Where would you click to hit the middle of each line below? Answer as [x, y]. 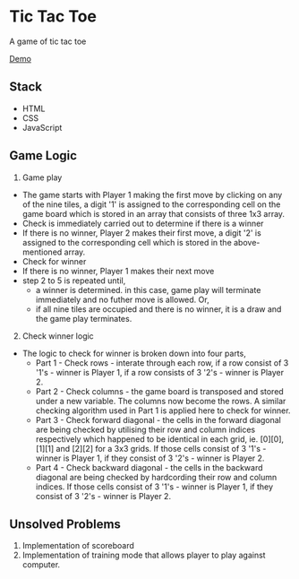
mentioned [42, 252]
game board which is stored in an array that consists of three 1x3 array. [153, 213]
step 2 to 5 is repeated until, [74, 281]
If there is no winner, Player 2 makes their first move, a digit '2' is [141, 233]
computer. [41, 565]
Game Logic [43, 156]
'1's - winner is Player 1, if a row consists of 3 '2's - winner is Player [160, 372]
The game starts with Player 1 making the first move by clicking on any [152, 194]
